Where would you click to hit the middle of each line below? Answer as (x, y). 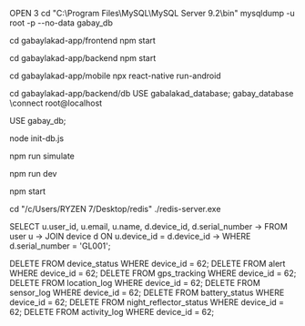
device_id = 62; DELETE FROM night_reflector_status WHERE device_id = (147, 302)
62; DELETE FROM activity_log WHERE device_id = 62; (112, 312)
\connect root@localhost (56, 103)
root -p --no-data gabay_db (61, 23)
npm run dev (33, 173)
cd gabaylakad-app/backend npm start (83, 58)
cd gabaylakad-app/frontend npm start (83, 41)
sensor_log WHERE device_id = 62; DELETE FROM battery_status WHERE (147, 292)
